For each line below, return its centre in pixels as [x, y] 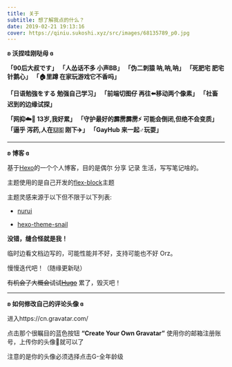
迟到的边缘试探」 [31, 104]
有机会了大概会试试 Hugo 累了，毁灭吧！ [64, 283]
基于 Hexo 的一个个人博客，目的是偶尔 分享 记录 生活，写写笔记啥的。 [105, 168]
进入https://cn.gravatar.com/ [48, 319]
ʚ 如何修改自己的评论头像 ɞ [46, 304]
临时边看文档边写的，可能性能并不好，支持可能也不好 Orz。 [92, 254]
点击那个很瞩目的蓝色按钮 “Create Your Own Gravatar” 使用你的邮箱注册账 [114, 333]
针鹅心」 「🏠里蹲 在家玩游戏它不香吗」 [64, 77]
